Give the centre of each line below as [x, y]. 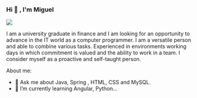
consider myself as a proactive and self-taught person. [74, 59]
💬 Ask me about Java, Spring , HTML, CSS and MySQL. [83, 82]
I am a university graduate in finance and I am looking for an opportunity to [98, 34]
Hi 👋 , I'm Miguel [30, 10]
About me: [19, 71]
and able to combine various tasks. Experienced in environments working [96, 47]
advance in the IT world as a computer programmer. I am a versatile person [99, 40]
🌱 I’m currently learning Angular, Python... [66, 88]
